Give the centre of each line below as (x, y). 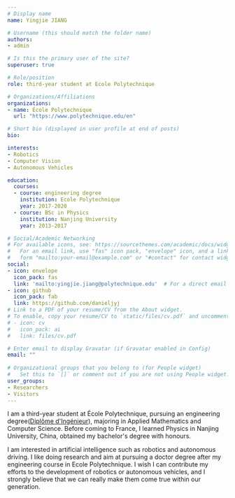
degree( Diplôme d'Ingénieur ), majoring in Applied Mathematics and (104, 421)
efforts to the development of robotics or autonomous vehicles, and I (106, 472)
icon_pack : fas (36, 277)
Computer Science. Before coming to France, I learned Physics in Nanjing (113, 429)
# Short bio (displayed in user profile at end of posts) (93, 129)
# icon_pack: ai (34, 329)
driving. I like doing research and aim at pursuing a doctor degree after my (114, 457)
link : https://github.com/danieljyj (67, 304)
